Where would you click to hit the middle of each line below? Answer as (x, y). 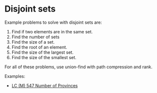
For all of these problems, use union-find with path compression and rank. (78, 67)
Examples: (15, 76)
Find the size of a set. (33, 42)
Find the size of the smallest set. (44, 57)
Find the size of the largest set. (42, 52)
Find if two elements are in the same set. (52, 31)
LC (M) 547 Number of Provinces (45, 85)
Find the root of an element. (39, 47)
